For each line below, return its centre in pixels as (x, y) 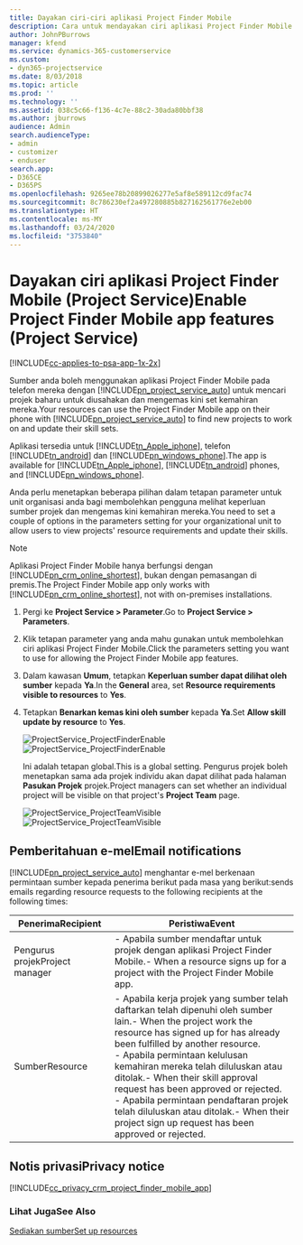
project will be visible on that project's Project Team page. (131, 795)
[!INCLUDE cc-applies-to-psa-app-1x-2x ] (85, 363)
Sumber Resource (51, 1066)
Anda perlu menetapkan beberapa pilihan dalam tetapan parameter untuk (146, 492)
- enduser (28, 160)
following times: (39, 901)
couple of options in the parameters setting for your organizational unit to (146, 521)
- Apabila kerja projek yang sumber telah (201, 999)
